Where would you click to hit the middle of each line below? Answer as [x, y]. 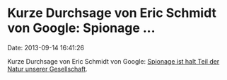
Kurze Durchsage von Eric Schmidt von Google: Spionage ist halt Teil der [113, 61]
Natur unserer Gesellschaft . [47, 69]
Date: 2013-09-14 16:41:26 [46, 47]
